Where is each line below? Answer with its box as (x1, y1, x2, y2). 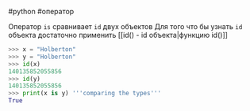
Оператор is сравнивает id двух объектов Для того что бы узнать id (8, 22, 243, 31)
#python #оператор (8, 7, 75, 16)
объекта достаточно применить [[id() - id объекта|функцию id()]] (8, 31, 229, 39)
